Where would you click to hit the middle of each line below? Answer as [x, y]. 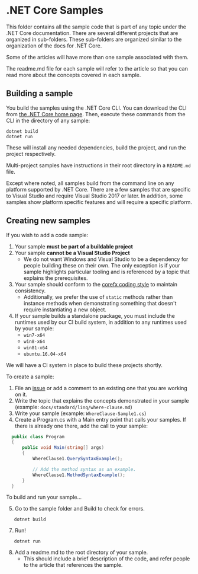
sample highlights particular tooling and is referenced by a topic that [107, 272]
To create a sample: [30, 377]
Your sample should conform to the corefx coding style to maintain [96, 284]
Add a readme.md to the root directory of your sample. [81, 553]
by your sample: [34, 328]
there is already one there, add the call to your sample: [81, 426]
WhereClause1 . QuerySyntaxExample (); [77, 459]
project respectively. [31, 154]
